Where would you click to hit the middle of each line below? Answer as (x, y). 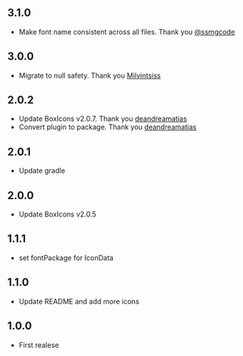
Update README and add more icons (79, 301)
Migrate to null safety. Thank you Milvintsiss (90, 75)
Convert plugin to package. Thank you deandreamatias (107, 127)
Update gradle (42, 171)
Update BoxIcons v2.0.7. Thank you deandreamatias (103, 119)
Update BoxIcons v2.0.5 (58, 214)
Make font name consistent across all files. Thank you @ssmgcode (127, 31)
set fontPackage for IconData (66, 257)
